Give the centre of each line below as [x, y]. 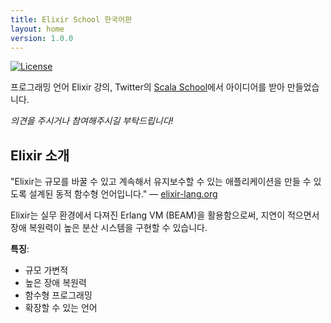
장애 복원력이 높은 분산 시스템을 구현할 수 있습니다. [109, 228]
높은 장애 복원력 [55, 283]
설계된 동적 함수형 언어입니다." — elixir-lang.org [123, 194]
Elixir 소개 [40, 155]
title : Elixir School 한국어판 [71, 19]
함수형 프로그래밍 [58, 295]
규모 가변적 [46, 270]
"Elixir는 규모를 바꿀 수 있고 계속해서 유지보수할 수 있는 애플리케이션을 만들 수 [161, 182]
